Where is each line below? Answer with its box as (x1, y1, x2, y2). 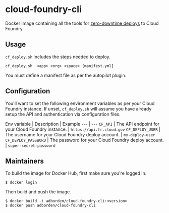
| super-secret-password (5, 142, 55, 148)
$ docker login (5, 180, 37, 185)
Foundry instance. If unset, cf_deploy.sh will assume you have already (5, 105, 152, 112)
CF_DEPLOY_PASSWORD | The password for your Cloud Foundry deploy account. (5, 137, 164, 143)
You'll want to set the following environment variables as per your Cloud (5, 100, 155, 107)
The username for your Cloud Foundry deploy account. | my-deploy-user (5, 131, 155, 137)
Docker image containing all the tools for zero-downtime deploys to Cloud (5, 20, 159, 26)
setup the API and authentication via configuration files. (5, 111, 121, 117)
